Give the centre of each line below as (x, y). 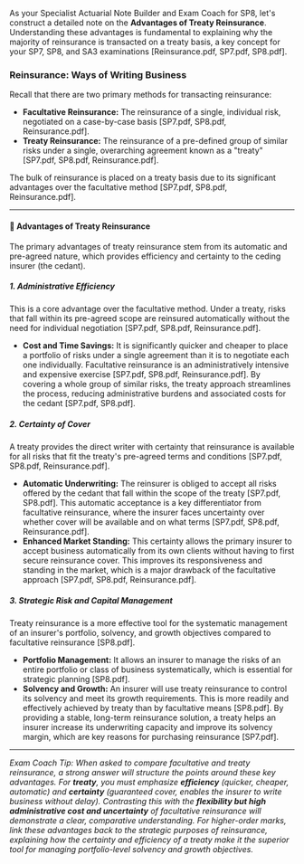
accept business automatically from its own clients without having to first (158, 551)
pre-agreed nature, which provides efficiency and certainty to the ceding (145, 256)
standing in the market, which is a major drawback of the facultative (149, 570)
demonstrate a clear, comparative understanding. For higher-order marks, (148, 821)
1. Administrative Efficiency (62, 286)
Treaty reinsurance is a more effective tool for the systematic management (148, 623)
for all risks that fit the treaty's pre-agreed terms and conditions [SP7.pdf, (146, 457)
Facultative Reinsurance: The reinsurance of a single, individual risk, (152, 112)
